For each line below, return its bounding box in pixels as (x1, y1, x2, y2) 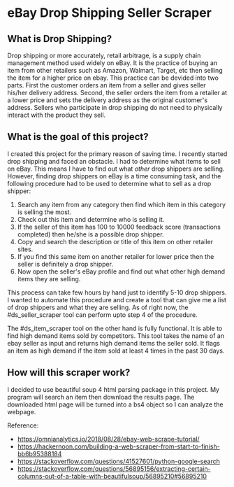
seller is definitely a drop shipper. (17, 260, 114, 268)
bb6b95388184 (17, 449, 62, 458)
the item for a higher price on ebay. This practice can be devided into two (7, 73, 219, 82)
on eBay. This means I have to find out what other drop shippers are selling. (7, 164, 225, 173)
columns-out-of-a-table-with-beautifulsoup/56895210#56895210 (17, 472, 207, 480)
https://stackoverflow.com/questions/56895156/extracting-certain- (17, 464, 211, 473)
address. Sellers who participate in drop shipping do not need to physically (7, 104, 223, 111)
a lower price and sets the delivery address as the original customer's (7, 96, 208, 104)
